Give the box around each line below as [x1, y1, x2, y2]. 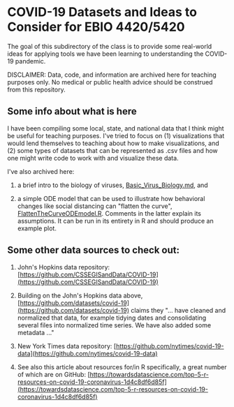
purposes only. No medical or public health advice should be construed [7, 77, 213, 86]
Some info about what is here [7, 105, 138, 117]
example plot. [17, 224, 57, 232]
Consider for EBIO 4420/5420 [7, 19, 185, 35]
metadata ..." [17, 328, 54, 336]
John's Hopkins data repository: [17, 262, 110, 271]
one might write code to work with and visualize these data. [7, 154, 180, 162]
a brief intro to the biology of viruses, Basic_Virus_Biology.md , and [17, 181, 208, 189]
